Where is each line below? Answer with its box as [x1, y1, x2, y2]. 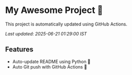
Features [5, 45, 33, 54]
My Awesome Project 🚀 [5, 4, 103, 16]
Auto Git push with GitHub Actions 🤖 [12, 63, 87, 69]
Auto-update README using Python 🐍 [12, 58, 91, 64]
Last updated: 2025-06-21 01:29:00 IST [5, 30, 87, 36]
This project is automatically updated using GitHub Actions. [5, 21, 127, 27]
